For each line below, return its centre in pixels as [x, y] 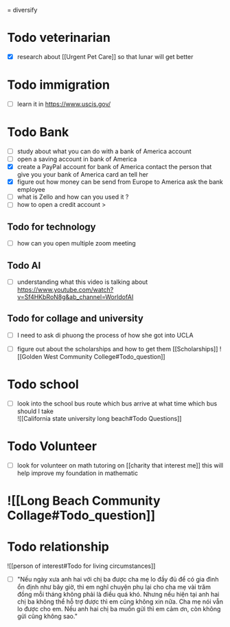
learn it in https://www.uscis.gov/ [64, 104]
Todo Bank [38, 132]
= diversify [22, 10]
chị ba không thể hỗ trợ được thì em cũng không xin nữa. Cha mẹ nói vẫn [120, 602]
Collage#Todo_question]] [81, 516]
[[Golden [30, 356]
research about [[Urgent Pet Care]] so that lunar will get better [105, 56]
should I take [35, 411]
